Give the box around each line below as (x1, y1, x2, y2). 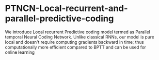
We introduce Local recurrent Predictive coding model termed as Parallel (5, 29, 150, 35)
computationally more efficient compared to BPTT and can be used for (5, 44, 146, 50)
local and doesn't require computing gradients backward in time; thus (5, 39, 144, 45)
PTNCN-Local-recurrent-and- (5, 3, 128, 14)
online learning (5, 49, 35, 55)
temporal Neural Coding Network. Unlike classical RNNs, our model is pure (5, 34, 154, 40)
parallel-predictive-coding (5, 13, 114, 24)
